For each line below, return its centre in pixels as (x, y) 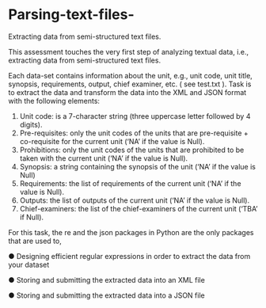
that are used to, (35, 241)
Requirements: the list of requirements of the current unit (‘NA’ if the (130, 183)
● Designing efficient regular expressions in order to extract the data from (129, 256)
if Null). (32, 217)
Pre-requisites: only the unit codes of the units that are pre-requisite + (134, 133)
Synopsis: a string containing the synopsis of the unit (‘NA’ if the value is (137, 166)
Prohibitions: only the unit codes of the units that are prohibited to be (132, 150)
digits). (31, 124)
